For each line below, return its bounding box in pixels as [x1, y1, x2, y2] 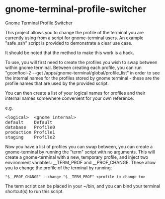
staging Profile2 [5, 134, 56, 140]
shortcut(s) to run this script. [5, 188, 64, 194]
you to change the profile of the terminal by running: [5, 165, 112, 171]
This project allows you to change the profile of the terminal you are [5, 29, 144, 35]
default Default [5, 119, 53, 125]
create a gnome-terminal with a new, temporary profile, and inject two [5, 154, 149, 160]
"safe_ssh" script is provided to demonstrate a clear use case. [5, 40, 133, 46]
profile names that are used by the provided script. [5, 80, 109, 86]
